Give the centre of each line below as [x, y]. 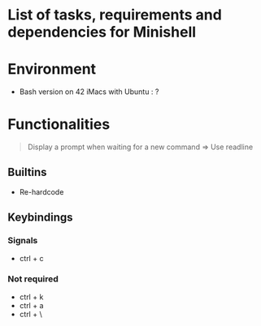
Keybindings [41, 218]
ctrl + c [31, 258]
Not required [33, 279]
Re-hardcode [41, 191]
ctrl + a [31, 305]
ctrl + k [31, 297]
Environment [52, 69]
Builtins [27, 172]
